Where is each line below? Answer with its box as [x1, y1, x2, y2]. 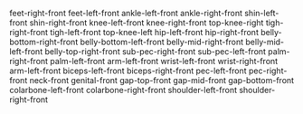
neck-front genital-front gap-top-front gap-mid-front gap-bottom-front [29, 75, 295, 85]
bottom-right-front [9, 36, 79, 47]
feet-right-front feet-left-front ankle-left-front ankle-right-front [9, 8, 242, 18]
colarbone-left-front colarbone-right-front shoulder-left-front [9, 85, 238, 95]
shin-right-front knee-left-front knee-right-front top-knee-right [29, 17, 264, 28]
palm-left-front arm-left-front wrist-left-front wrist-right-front [49, 56, 279, 66]
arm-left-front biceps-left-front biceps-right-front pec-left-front [9, 65, 247, 76]
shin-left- [243, 8, 279, 18]
